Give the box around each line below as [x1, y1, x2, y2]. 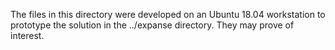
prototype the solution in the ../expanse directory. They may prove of [10, 19, 295, 31]
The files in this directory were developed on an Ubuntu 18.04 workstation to [10, 9, 326, 20]
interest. [10, 30, 45, 41]
